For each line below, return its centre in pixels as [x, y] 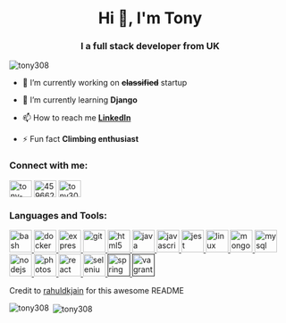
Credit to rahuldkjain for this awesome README [97, 291]
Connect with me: [49, 166]
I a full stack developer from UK [150, 46]
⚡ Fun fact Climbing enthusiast [80, 139]
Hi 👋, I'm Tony [150, 18]
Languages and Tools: [58, 215]
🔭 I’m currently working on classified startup [105, 83]
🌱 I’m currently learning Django [80, 100]
